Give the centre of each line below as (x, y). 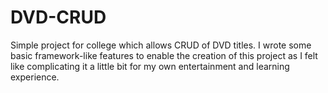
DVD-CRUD (58, 17)
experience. (35, 77)
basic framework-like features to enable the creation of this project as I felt (164, 55)
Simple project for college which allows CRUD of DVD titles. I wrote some (161, 45)
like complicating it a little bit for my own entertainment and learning (150, 66)
